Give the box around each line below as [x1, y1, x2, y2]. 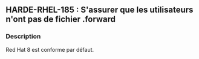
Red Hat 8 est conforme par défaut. [5, 46, 94, 53]
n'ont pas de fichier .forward [5, 14, 116, 25]
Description [5, 33, 41, 41]
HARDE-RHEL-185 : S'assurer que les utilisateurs [5, 5, 194, 15]
